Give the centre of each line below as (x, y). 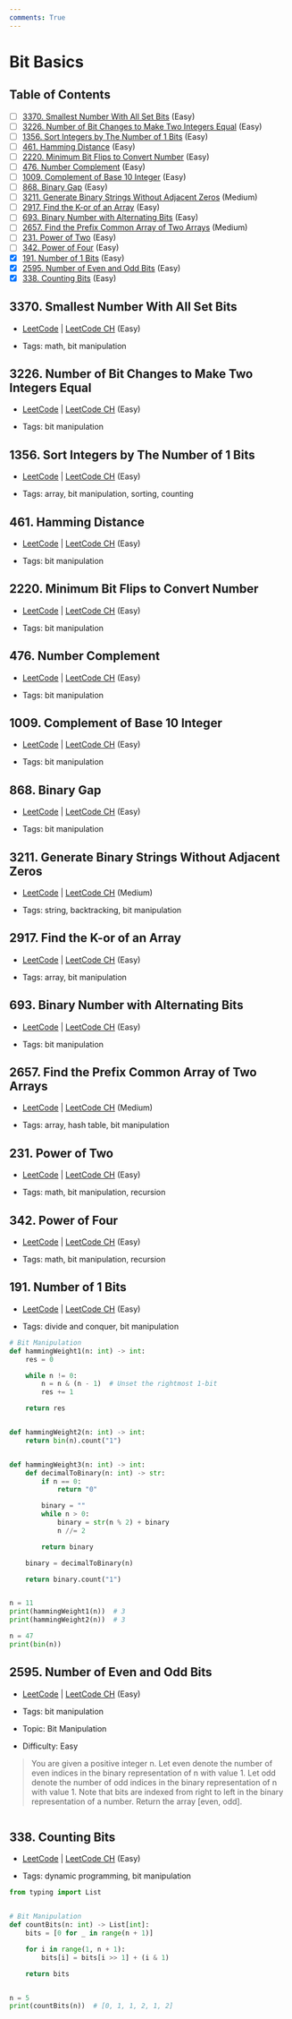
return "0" (77, 1490)
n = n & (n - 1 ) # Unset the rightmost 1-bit (129, 1384)
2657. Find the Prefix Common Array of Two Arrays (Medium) (135, 227)
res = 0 (39, 1359)
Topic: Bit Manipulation (64, 1728)
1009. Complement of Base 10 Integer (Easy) (104, 177)
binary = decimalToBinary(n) (79, 1563)
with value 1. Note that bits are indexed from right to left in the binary (157, 1792)
